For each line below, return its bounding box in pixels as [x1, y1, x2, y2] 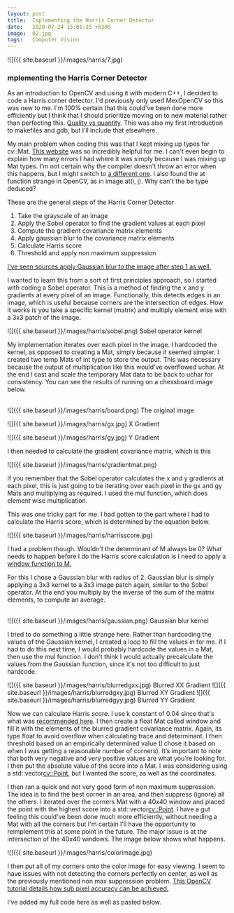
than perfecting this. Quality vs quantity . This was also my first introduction [7, 119, 224, 127]
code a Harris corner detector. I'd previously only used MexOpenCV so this [7, 96, 224, 105]
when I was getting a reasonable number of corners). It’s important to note [7, 747, 221, 755]
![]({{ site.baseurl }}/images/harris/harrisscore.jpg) [7, 531, 153, 540]
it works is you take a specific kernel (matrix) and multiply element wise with [7, 306, 227, 314]
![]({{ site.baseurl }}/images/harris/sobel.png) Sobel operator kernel [7, 327, 203, 335]
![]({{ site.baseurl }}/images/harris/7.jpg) [7, 55, 124, 64]
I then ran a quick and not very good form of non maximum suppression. [7, 783, 216, 791]
